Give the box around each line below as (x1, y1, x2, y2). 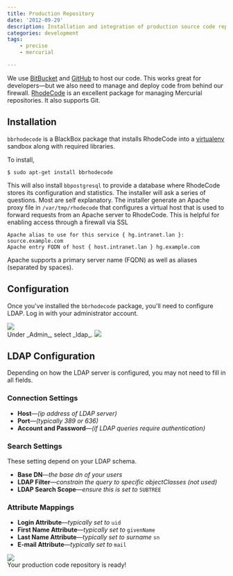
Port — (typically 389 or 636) (17, 416, 99, 425)
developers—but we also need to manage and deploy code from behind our (7, 81, 224, 90)
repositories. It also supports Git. (7, 96, 101, 104)
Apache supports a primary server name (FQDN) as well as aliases (7, 255, 198, 264)
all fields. (7, 376, 33, 384)
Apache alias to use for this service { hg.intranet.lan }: (7, 231, 185, 238)
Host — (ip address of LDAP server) (17, 409, 117, 417)
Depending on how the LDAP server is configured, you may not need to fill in (7, 369, 226, 377)
